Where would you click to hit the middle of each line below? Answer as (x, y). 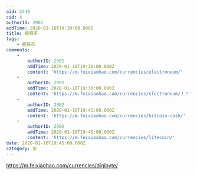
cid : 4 (14, 17)
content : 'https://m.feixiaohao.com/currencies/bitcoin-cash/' (106, 115)
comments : (18, 50)
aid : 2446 (18, 11)
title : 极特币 (22, 34)
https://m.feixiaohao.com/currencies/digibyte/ (62, 165)
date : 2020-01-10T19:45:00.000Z (46, 143)
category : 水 (22, 148)
